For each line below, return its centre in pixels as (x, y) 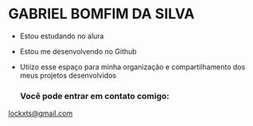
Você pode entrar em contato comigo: (94, 96)
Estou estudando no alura (62, 36)
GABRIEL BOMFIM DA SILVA (101, 14)
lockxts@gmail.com (41, 113)
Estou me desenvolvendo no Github (78, 51)
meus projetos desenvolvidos (68, 75)
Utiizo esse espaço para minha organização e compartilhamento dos (132, 67)
